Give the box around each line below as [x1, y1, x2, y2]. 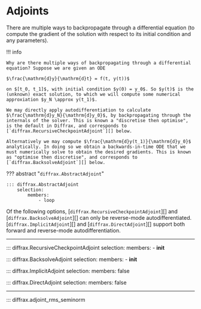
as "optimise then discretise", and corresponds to [6, 154, 138, 160]
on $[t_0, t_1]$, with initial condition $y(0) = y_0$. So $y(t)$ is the [6, 86, 194, 92]
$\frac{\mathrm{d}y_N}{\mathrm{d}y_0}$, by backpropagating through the [6, 112, 191, 118]
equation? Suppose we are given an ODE [6, 65, 106, 71]
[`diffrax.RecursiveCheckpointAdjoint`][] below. [6, 128, 133, 134]
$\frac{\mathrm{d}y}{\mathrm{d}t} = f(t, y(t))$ [6, 75, 130, 81]
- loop [38, 197, 55, 203]
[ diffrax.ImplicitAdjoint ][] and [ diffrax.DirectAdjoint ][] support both [6, 220, 185, 228]
